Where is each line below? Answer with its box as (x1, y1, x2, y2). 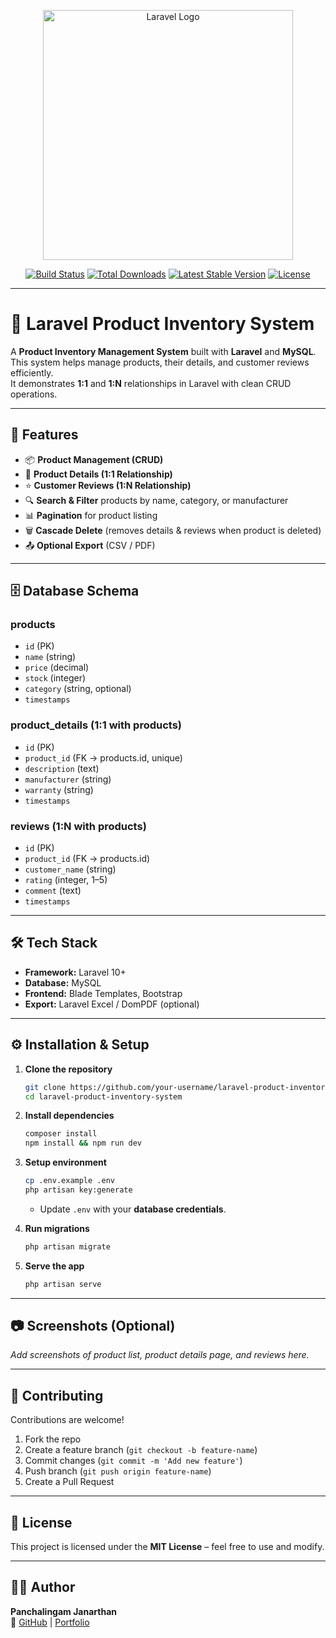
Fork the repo (24, 1433, 82, 1445)
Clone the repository (24, 1063, 113, 1075)
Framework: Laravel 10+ (24, 966, 127, 978)
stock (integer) (24, 672, 87, 684)
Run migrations (24, 1222, 90, 1234)
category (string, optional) (24, 683, 132, 695)
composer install (24, 1129, 98, 1139)
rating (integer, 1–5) (24, 874, 108, 886)
